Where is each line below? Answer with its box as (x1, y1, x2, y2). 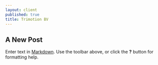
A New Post (5, 35, 43, 44)
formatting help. (5, 54, 39, 60)
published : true (5, 12, 39, 17)
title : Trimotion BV (5, 17, 49, 22)
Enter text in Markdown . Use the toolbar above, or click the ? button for (5, 49, 153, 55)
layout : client (5, 7, 37, 13)
